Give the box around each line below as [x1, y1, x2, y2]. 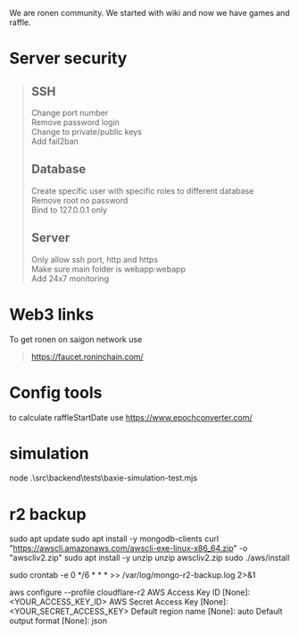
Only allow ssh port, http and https [30, 254, 159, 264]
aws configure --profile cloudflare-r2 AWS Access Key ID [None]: [9, 587, 251, 597]
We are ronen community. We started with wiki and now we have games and [9, 8, 290, 18]
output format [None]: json [9, 615, 107, 626]
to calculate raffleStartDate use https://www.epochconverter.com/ [9, 412, 253, 422]
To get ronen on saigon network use [9, 334, 143, 345]
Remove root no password [30, 195, 129, 205]
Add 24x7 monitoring [30, 272, 110, 284]
